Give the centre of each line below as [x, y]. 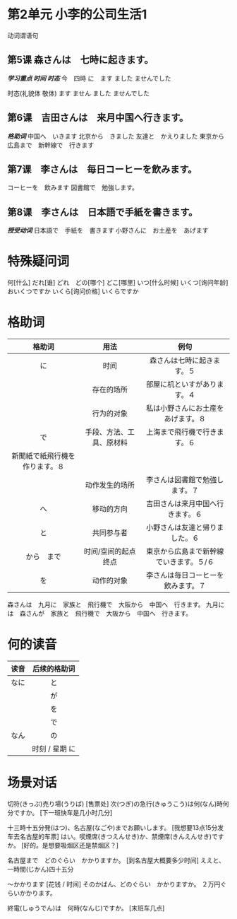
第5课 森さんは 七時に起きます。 [80, 60]
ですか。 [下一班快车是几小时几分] [63, 812]
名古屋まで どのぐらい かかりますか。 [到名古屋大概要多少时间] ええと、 [116, 860]
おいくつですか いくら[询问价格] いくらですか [73, 291]
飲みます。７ [185, 586]
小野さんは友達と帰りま [185, 527]
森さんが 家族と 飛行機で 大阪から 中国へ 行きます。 [106, 614]
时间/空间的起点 [110, 551]
